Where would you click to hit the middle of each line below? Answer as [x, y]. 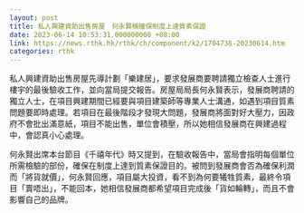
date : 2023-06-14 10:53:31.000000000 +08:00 [95, 34]
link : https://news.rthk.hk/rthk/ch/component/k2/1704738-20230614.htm [147, 43]
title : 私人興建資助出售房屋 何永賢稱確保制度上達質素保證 [108, 26]
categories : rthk [42, 52]
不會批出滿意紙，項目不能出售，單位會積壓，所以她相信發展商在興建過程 [152, 124]
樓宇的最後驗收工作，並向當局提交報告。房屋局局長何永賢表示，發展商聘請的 [152, 90]
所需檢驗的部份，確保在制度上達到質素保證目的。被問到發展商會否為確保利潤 [152, 166]
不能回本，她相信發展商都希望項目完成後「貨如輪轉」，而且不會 [177, 189]
